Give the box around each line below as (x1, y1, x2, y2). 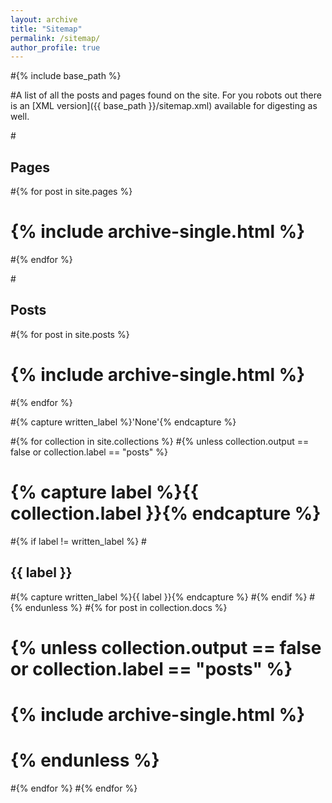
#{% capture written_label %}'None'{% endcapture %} (10, 416, 237, 428)
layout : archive (10, 14, 78, 25)
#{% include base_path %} (10, 70, 122, 82)
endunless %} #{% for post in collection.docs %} (24, 601, 228, 613)
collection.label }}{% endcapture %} (10, 502, 322, 525)
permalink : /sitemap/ (10, 33, 101, 43)
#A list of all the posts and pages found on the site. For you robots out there (10, 89, 322, 101)
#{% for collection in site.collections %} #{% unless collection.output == (10, 435, 310, 447)
